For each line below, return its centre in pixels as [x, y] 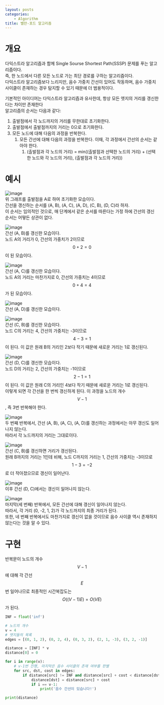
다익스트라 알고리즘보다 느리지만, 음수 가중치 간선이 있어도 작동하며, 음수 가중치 [81, 82]
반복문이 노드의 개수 [24, 559]
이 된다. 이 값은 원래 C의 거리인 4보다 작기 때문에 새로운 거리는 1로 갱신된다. [77, 385]
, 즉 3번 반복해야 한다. [26, 408]
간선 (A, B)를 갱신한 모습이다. [33, 233]
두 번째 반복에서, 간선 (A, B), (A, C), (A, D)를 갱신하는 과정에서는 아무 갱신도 [77, 423]
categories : [17, 14]
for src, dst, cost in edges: [45, 671]
